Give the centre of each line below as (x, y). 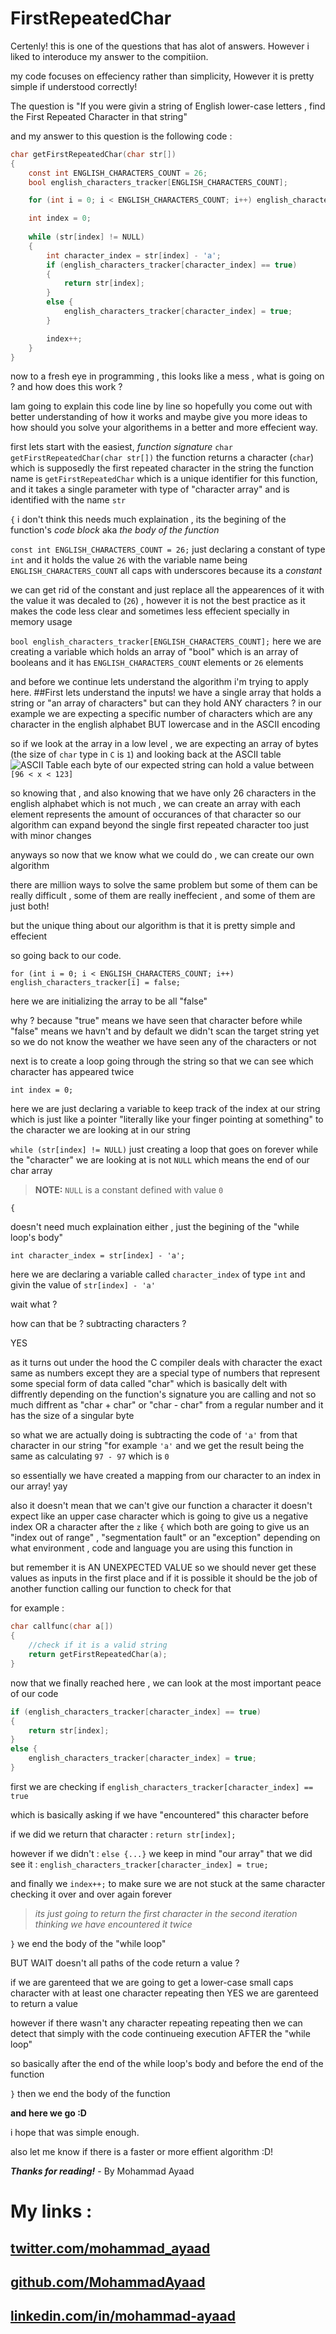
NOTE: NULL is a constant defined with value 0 (129, 1190)
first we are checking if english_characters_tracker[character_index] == (162, 1786)
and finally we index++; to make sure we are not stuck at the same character (168, 1883)
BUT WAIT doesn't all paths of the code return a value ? (125, 1963)
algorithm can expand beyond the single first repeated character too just (160, 825)
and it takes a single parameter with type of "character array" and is (150, 489)
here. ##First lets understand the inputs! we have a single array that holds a (166, 693)
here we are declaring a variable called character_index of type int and (158, 1274)
